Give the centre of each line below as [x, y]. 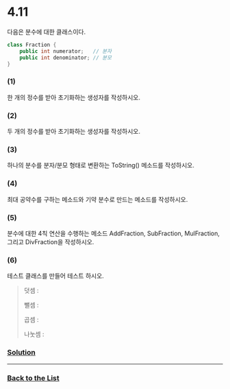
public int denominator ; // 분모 [65, 58]
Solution [22, 353]
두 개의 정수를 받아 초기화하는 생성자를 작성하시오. [74, 132]
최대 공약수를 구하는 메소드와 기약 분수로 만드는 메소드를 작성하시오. [98, 199]
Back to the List [33, 378]
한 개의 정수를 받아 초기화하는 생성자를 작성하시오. [74, 97]
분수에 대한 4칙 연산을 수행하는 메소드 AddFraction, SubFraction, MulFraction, [114, 233]
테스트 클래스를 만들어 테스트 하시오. [55, 276]
